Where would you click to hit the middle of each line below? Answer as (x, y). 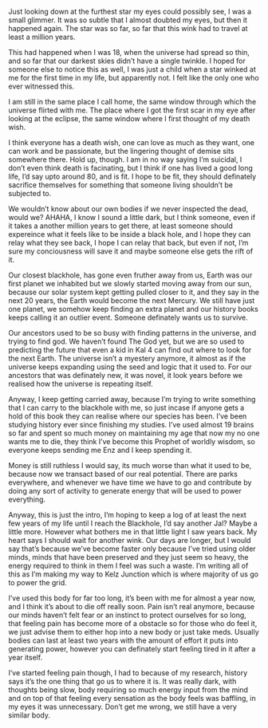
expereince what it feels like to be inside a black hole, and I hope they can (130, 234)
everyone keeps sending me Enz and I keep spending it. (100, 450)
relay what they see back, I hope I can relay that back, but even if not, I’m (128, 243)
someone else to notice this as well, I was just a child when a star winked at (132, 69)
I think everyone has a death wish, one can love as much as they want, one (132, 142)
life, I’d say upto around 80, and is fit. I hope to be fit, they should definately (132, 176)
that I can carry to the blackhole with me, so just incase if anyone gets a (126, 407)
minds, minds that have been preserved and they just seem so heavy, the (128, 557)
